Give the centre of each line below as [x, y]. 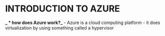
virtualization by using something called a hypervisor [59, 27]
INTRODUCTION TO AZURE [62, 9]
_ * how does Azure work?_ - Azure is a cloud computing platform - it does [83, 22]
